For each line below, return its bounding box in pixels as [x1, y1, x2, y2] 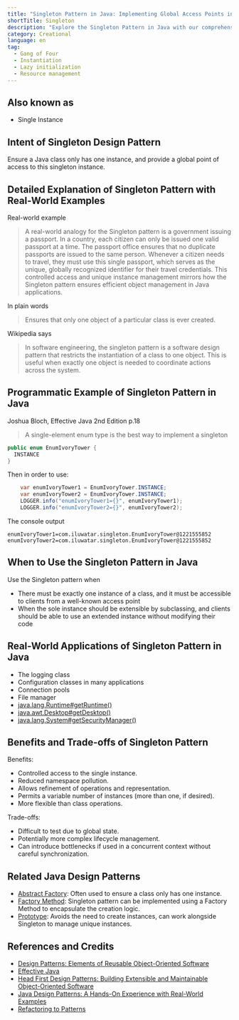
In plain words [7, 301, 48, 310]
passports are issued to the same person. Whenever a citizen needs [24, 250, 225, 258]
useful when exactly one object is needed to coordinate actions [24, 358, 211, 367]
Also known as [7, 96, 74, 108]
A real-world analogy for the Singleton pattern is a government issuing [24, 227, 231, 235]
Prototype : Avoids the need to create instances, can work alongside [17, 912, 217, 921]
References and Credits [7, 940, 115, 952]
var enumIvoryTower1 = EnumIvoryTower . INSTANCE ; [20, 484, 167, 491]
